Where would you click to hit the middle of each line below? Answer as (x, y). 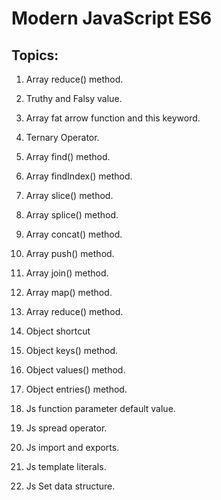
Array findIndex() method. (79, 176)
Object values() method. (75, 370)
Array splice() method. (72, 215)
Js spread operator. (66, 428)
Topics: (35, 55)
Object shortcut (58, 331)
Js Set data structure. (70, 486)
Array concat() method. (74, 234)
